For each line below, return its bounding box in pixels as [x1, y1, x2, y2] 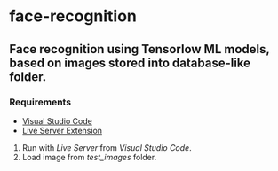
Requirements [9, 96, 72, 108]
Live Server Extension [21, 125, 103, 136]
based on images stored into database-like [9, 55, 251, 70]
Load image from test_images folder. [21, 152, 157, 162]
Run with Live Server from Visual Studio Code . [21, 142, 193, 152]
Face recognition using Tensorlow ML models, [9, 42, 270, 57]
